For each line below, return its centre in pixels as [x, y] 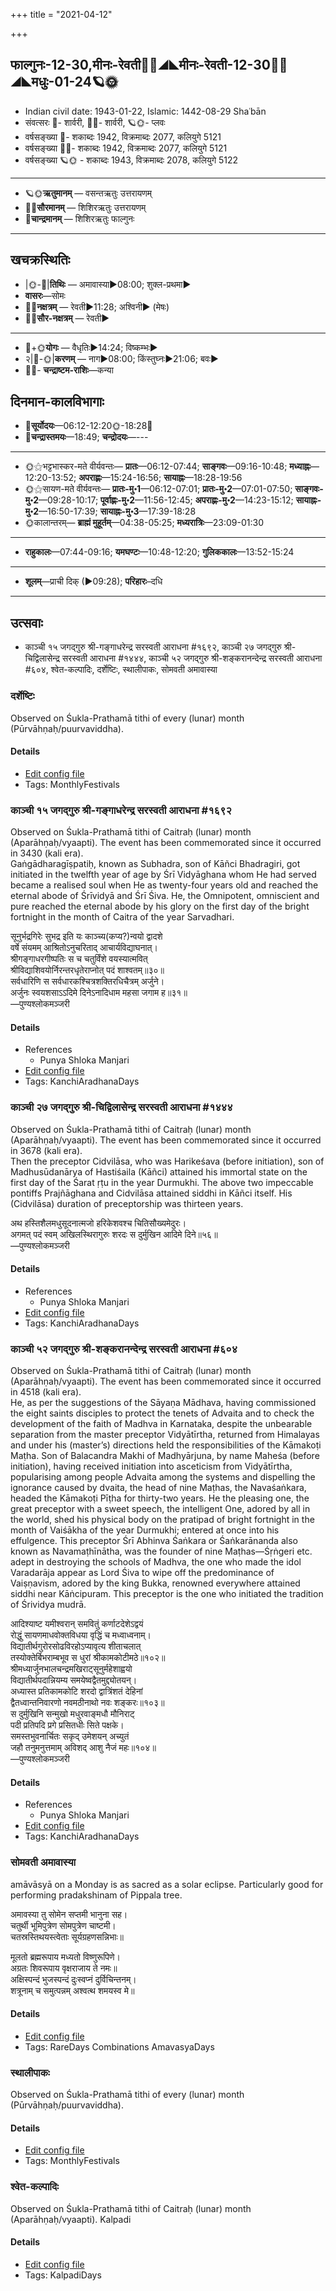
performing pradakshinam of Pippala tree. [96, 1895]
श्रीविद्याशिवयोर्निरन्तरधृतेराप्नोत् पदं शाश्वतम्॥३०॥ [87, 970]
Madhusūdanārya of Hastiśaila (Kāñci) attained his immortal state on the [159, 1171]
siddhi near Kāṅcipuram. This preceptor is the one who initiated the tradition [167, 1594]
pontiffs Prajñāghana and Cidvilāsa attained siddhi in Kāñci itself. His [151, 1193]
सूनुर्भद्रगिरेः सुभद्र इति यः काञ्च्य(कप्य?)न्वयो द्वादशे [86, 936]
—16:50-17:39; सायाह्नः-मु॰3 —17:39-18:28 [117, 511]
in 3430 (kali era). [47, 853]
